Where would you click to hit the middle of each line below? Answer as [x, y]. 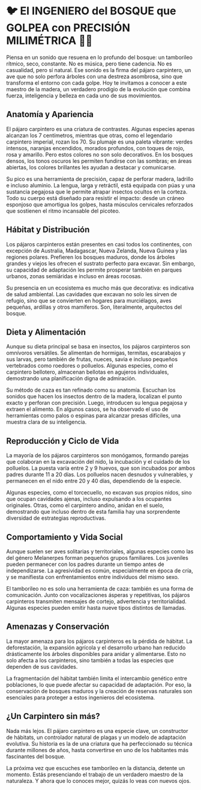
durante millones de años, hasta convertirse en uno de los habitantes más [97, 750]
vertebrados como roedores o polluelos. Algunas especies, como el [90, 366]
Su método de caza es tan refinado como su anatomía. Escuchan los [91, 390]
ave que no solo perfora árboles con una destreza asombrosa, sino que [94, 76]
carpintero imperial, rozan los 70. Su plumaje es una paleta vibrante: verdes [100, 142]
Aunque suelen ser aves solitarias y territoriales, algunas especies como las [100, 551]
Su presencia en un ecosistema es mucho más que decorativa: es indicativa [100, 288]
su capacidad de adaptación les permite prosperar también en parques [94, 270]
